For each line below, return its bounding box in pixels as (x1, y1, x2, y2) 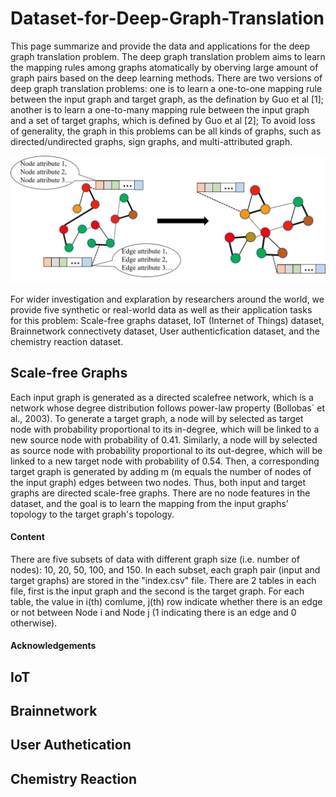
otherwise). (10, 617, 58, 629)
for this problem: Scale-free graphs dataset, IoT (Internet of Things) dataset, (10, 314, 325, 326)
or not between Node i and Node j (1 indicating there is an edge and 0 (10, 606, 297, 618)
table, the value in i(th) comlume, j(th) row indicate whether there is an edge (10, 595, 323, 607)
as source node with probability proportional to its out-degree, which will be (10, 444, 323, 456)
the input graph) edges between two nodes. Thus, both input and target (10, 476, 307, 488)
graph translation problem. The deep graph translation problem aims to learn (10, 50, 326, 62)
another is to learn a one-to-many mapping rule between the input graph (10, 103, 310, 116)
